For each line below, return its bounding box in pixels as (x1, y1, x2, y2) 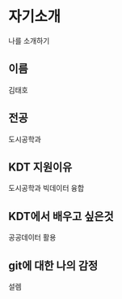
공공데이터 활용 (8, 232, 57, 242)
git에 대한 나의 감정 (8, 258, 99, 272)
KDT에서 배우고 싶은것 (8, 209, 115, 223)
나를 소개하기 (8, 36, 50, 45)
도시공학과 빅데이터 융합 (8, 184, 85, 193)
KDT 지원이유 (8, 160, 73, 174)
